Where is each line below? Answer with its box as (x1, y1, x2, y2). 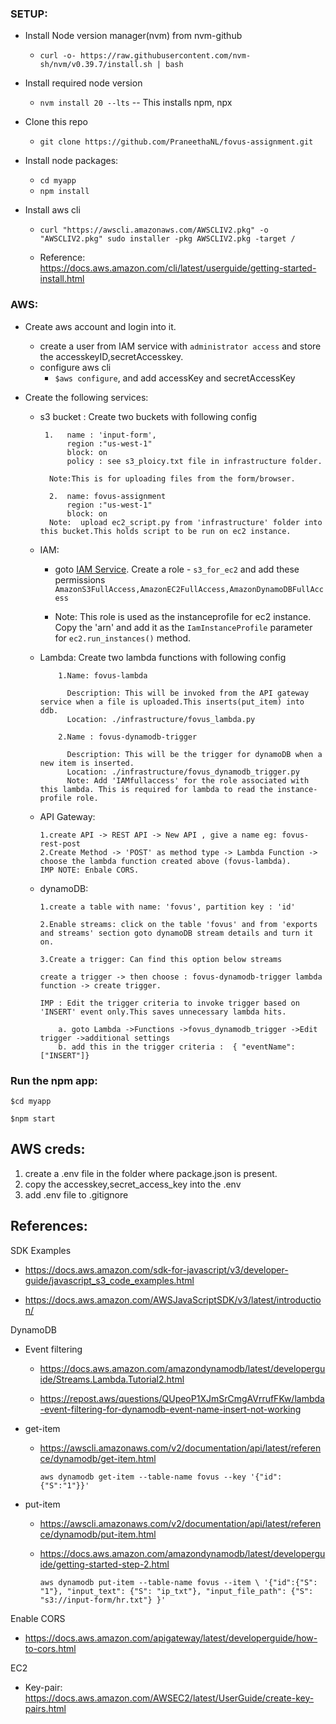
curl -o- (39, 51, 77, 61)
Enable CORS (10, 1612, 66, 1624)
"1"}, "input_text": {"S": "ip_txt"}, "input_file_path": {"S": (39, 1586, 314, 1596)
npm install (39, 187, 90, 197)
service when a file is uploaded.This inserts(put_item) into (39, 697, 305, 707)
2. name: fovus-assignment (48, 491, 167, 501)
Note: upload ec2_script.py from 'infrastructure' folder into (48, 517, 323, 527)
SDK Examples (10, 1244, 72, 1256)
